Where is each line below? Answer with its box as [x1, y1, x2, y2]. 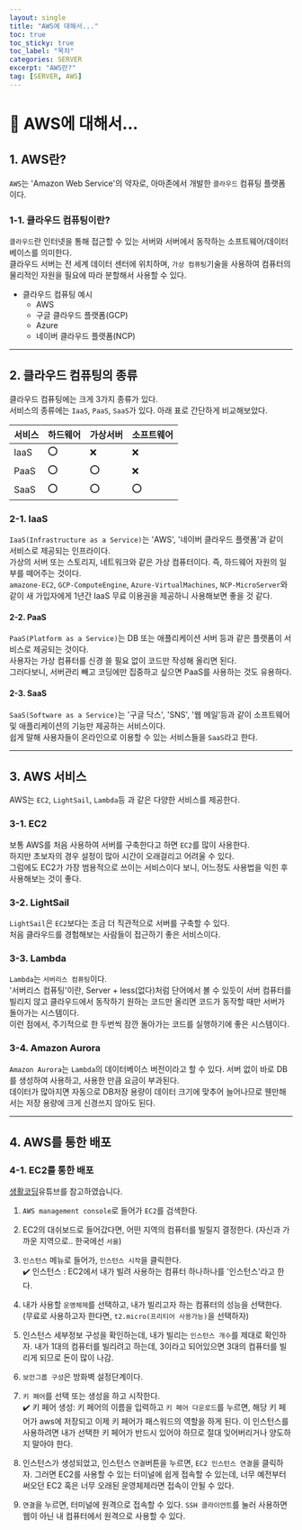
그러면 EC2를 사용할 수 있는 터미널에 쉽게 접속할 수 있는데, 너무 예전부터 [34, 1469, 287, 1480]
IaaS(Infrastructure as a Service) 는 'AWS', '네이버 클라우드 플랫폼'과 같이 [9, 534, 284, 545]
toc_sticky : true [9, 38, 75, 48]
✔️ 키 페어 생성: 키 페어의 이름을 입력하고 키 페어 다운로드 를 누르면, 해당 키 [22, 1402, 277, 1413]
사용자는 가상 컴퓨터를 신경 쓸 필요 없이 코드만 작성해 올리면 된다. [9, 655, 237, 666]
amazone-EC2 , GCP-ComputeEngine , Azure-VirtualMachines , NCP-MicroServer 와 [9, 579, 289, 591]
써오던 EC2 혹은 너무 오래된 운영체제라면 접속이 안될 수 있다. [22, 1480, 235, 1491]
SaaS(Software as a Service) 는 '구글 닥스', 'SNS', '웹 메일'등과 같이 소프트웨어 [9, 709, 290, 719]
